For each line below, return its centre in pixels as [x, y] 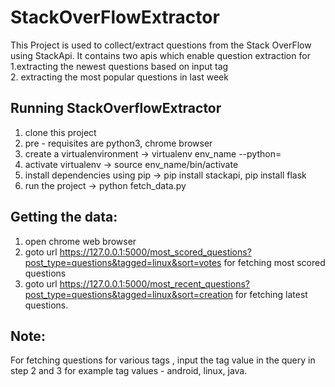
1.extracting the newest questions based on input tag [119, 66]
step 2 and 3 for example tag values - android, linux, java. [129, 371]
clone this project [60, 132]
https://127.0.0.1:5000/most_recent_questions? [154, 283]
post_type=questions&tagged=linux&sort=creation [128, 294]
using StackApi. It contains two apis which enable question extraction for [160, 55]
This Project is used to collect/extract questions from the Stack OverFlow [161, 45]
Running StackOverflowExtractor [116, 108]
